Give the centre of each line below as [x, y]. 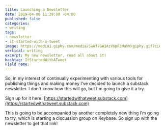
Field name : [17, 64]
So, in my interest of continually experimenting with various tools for [74, 79]
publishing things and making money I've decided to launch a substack [77, 83]
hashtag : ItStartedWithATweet [36, 60]
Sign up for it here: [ [25, 98]
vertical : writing [24, 51]
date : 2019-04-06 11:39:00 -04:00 [41, 14]
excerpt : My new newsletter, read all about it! [56, 55]
